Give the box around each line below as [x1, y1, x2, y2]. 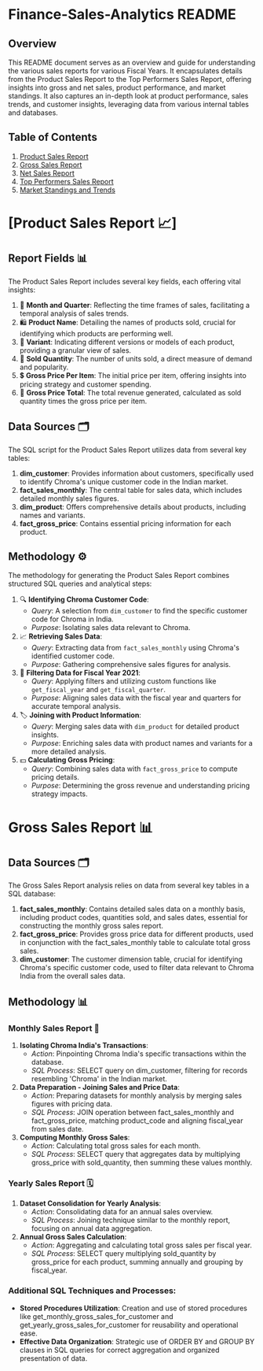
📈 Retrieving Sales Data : [19, 632, 103, 641]
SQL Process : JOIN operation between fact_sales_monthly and [31, 1108, 234, 1117]
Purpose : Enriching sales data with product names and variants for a [31, 739, 253, 748]
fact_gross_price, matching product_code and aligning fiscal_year [31, 1116, 243, 1125]
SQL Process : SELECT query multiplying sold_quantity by [31, 1249, 217, 1258]
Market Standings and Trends [19, 185, 116, 195]
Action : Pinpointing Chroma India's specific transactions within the [31, 1049, 247, 1058]
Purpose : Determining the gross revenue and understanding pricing [31, 781, 250, 791]
